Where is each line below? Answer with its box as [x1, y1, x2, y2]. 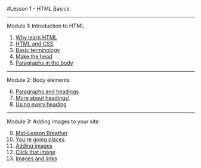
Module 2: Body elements [7, 77, 70, 83]
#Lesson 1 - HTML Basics [7, 5, 70, 12]
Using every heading [15, 101, 67, 108]
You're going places [15, 136, 65, 143]
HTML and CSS [15, 40, 54, 47]
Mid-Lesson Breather [15, 130, 68, 136]
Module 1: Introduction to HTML [7, 22, 85, 29]
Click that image [15, 149, 55, 155]
